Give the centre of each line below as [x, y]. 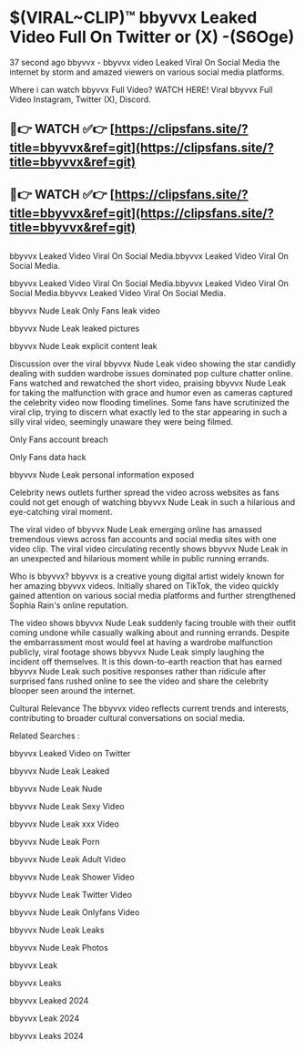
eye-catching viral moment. [61, 512]
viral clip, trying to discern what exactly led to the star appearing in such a [148, 412]
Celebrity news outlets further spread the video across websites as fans [144, 493]
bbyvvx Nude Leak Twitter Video [71, 895]
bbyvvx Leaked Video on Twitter [70, 754]
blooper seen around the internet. [72, 691]
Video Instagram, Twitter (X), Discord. [81, 99]
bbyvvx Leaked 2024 [49, 1001]
